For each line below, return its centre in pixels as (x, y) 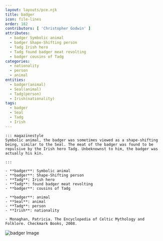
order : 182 (17, 24)
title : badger (20, 15)
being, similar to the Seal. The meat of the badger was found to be (79, 144)
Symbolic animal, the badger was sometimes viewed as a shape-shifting (81, 140)
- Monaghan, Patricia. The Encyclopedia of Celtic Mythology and (75, 219)
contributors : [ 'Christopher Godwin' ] (48, 29)
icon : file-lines (23, 19)
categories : (18, 61)
